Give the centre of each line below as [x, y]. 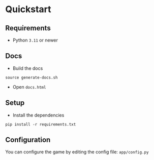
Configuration [28, 140]
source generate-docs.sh [32, 77]
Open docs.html [29, 87]
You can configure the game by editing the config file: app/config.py [77, 152]
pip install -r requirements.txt [41, 124]
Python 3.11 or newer [35, 40]
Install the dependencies [38, 115]
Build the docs [28, 68]
